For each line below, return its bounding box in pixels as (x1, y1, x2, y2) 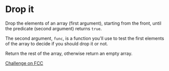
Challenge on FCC (5, 60, 44, 66)
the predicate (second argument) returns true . (5, 25, 102, 31)
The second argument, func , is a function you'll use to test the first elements (5, 35, 164, 41)
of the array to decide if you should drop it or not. (5, 40, 108, 46)
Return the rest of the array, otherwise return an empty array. (5, 50, 133, 56)
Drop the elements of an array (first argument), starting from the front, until (5, 20, 162, 26)
